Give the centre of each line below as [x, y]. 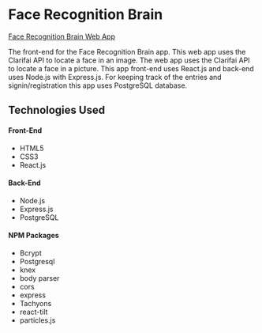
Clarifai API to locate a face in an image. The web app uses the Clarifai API [129, 60]
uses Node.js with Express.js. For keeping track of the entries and [115, 77]
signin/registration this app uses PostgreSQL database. [98, 85]
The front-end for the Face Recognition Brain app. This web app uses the [127, 51]
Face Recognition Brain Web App [62, 36]
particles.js [37, 320]
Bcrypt [30, 253]
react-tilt [34, 312]
